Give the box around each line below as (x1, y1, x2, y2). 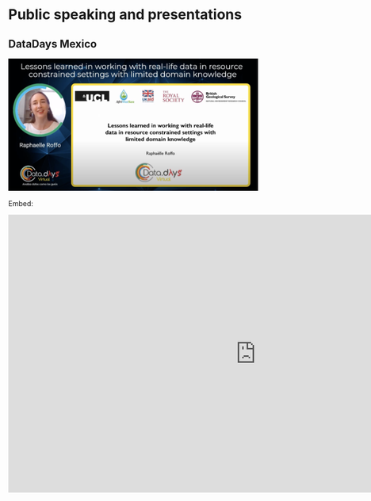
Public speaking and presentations (8, 6, 243, 24)
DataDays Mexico (8, 37, 98, 51)
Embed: (8, 199, 34, 208)
